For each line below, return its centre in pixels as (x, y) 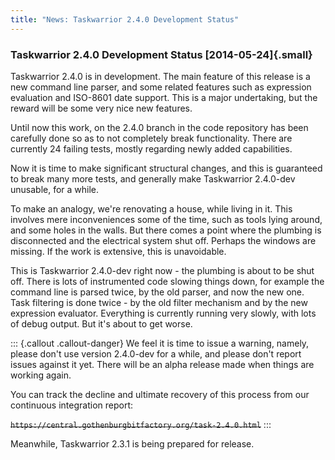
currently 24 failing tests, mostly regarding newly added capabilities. (151, 148)
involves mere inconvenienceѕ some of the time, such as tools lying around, (166, 219)
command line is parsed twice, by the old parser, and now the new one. (157, 292)
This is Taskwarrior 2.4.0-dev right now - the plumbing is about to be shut (162, 270)
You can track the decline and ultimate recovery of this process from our (160, 394)
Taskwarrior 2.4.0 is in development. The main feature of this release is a (160, 76)
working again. (41, 375)
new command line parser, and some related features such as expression (161, 87)
